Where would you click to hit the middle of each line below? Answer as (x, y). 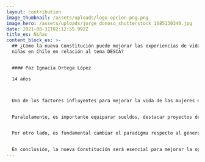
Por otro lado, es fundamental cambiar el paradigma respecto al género (106, 133)
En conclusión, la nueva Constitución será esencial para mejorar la (102, 150)
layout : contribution (34, 12)
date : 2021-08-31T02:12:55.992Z (47, 29)
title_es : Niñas (27, 35)
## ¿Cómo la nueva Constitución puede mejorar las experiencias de (99, 46)
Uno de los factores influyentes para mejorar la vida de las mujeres (103, 100)
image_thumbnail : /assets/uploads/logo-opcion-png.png (77, 18)
